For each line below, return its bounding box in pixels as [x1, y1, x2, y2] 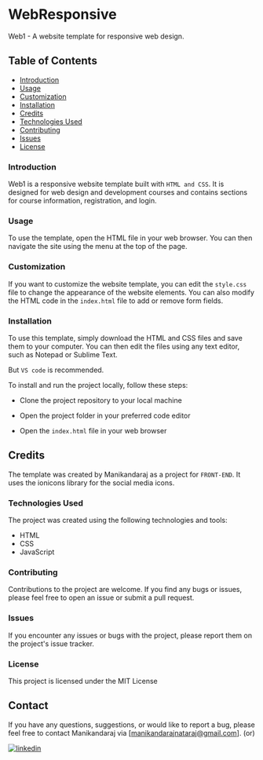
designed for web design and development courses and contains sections [8, 188, 248, 197]
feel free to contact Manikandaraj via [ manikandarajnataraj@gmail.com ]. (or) [8, 728, 255, 737]
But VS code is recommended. [8, 365, 104, 375]
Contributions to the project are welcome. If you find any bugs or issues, [8, 585, 243, 594]
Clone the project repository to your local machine [19, 395, 182, 405]
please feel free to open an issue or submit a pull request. [8, 593, 195, 602]
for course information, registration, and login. [8, 196, 157, 206]
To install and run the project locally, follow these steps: [8, 380, 188, 389]
